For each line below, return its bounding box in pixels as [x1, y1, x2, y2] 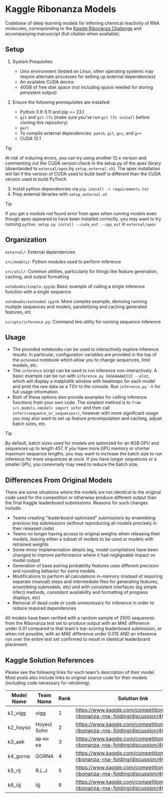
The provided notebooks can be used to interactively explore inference [12, 346, 159, 352]
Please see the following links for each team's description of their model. [5, 669, 155, 675]
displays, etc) [12, 594, 40, 601]
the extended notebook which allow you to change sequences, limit [12, 357, 150, 363]
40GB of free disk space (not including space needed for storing [19, 84, 153, 90]
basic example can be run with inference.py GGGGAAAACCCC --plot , [12, 373, 150, 379]
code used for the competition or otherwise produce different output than [5, 494, 156, 501]
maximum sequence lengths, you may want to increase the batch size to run [5, 451, 162, 457]
